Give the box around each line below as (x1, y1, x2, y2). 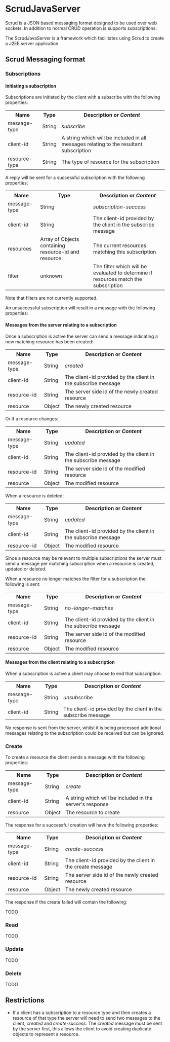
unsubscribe (63, 694, 93, 701)
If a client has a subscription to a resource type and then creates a (12, 1010, 151, 1016)
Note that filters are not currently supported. (5, 295, 98, 301)
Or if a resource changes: (5, 415, 59, 421)
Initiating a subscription (5, 83, 57, 89)
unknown (40, 272, 62, 279)
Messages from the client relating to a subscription (5, 659, 115, 665)
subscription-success (93, 203, 146, 210)
